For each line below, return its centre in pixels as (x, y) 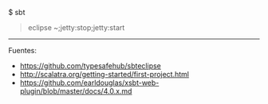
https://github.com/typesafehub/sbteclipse (91, 66)
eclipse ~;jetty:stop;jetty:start (76, 27)
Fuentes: (23, 50)
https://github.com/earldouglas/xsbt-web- (89, 83)
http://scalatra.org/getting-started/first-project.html (104, 74)
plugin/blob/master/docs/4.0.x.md (76, 91)
